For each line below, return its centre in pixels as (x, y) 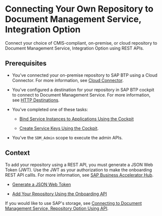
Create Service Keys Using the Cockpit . (59, 128)
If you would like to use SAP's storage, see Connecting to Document (73, 203)
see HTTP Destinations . (36, 100)
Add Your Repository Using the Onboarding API (59, 194)
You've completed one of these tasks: (50, 109)
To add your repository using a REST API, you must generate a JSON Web (79, 165)
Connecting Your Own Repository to (79, 9)
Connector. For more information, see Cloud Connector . (68, 80)
